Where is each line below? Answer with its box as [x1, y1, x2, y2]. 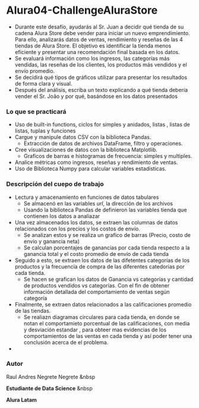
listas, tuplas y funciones [14, 127, 76, 134]
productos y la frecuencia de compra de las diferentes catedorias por [14, 262, 185, 270]
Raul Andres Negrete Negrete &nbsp [6, 373, 96, 380]
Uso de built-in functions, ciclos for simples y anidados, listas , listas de [14, 121, 190, 128]
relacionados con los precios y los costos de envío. [14, 225, 141, 232]
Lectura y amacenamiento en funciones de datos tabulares [14, 194, 159, 201]
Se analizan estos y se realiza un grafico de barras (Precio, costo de [23, 231, 191, 238]
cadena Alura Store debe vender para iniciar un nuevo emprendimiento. [14, 29, 190, 36]
